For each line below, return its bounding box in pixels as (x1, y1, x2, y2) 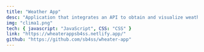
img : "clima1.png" (6, 20, 53, 26)
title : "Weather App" (6, 8, 61, 15)
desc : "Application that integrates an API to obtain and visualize (6, 14, 183, 20)
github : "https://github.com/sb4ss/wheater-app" (6, 36, 132, 42)
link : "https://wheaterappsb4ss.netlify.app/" (6, 31, 126, 37)
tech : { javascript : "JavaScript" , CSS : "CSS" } (6, 25, 132, 32)
